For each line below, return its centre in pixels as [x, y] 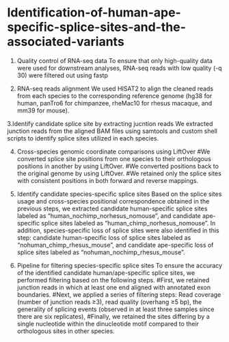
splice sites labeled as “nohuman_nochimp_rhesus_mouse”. [101, 252]
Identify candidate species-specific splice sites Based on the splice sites [119, 194]
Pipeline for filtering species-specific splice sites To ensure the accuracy [120, 265]
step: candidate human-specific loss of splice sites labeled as [104, 237]
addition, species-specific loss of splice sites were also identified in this [118, 230]
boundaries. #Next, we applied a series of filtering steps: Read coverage [119, 294]
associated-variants [66, 42]
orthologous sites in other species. [66, 331]
